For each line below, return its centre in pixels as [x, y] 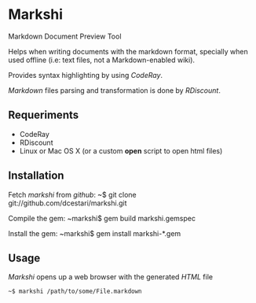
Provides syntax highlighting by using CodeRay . [86, 75]
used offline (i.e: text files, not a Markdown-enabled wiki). [101, 60]
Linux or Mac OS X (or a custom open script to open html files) [121, 150]
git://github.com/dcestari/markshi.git [68, 203]
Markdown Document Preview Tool [65, 36]
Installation [36, 176]
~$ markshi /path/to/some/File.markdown [75, 292]
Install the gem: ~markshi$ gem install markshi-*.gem [95, 233]
